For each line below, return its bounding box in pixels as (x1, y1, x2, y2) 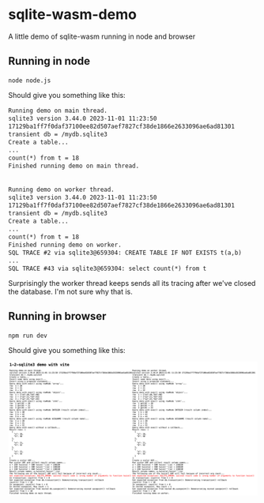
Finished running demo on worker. (8, 241, 123, 249)
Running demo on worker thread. (8, 186, 115, 193)
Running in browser (8, 310, 107, 323)
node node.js (8, 77, 51, 84)
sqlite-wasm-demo (8, 6, 137, 24)
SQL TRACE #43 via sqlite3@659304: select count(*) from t (8, 265, 207, 272)
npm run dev (8, 332, 47, 340)
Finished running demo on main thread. (8, 162, 140, 170)
